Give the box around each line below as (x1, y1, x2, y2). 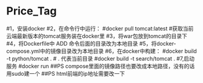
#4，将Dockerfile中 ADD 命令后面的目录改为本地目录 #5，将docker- (6, 40, 177, 47)
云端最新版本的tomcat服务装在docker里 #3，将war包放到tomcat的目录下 (6, 32, 188, 40)
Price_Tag (6, 4, 57, 18)
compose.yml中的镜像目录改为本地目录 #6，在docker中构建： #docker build (6, 47, 197, 55)
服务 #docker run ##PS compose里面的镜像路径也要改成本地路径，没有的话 (6, 62, 195, 70)
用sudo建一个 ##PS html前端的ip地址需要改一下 (6, 70, 125, 77)
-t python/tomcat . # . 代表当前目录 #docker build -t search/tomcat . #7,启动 (6, 55, 195, 62)
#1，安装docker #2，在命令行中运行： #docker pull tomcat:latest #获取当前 (6, 25, 194, 32)
